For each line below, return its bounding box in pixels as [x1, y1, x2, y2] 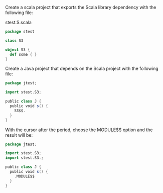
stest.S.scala [5, 20, 32, 25]
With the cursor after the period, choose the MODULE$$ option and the [5, 127, 153, 133]
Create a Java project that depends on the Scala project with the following [5, 65, 159, 72]
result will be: [5, 132, 33, 138]
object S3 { [5, 47, 30, 52]
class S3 [5, 38, 24, 43]
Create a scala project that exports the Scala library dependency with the [5, 5, 156, 10]
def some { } [10, 52, 37, 57]
